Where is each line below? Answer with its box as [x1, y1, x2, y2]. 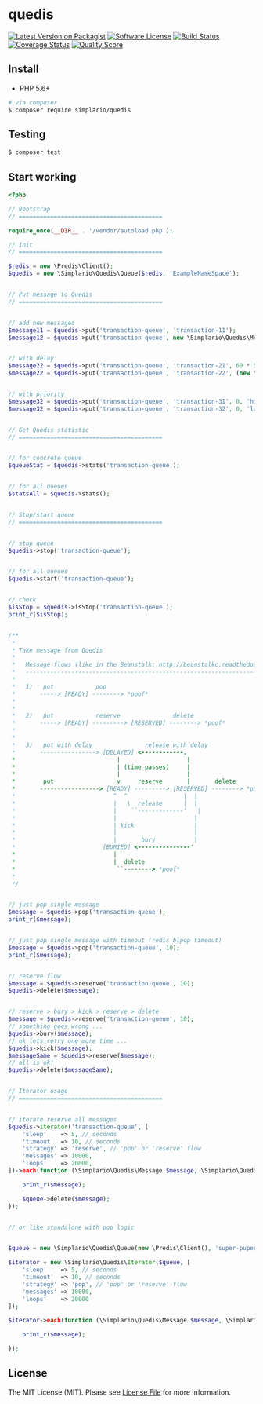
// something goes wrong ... [8, 1022, 103, 1030]
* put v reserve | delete [11, 777, 236, 786]
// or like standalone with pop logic [8, 1223, 135, 1231]
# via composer [8, 98, 58, 107]
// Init [8, 241, 34, 249]
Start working [8, 170, 77, 184]
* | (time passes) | [11, 763, 191, 771]
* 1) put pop [11, 682, 107, 690]
